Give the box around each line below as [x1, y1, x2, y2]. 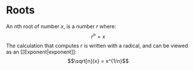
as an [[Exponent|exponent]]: [6, 48, 77, 55]
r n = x [91, 32, 106, 40]
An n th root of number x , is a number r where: [6, 23, 116, 30]
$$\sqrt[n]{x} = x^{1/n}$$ [67, 57, 129, 64]
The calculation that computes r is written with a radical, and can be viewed [6, 42, 188, 49]
